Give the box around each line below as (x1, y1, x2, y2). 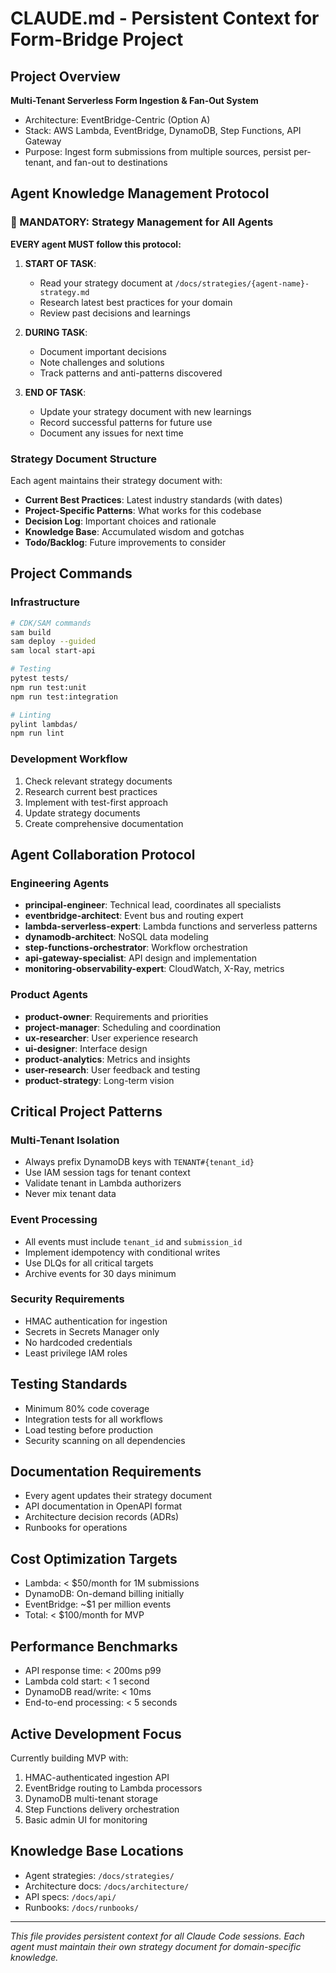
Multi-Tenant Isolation (10, 1133, 120, 1147)
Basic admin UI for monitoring (24, 1813, 148, 1826)
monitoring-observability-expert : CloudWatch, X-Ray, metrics (24, 963, 285, 975)
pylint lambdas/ (10, 719, 78, 729)
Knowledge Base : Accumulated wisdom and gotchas (24, 525, 245, 537)
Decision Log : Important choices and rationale (24, 515, 217, 527)
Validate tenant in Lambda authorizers (24, 1177, 182, 1189)
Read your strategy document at (39, 277, 173, 289)
